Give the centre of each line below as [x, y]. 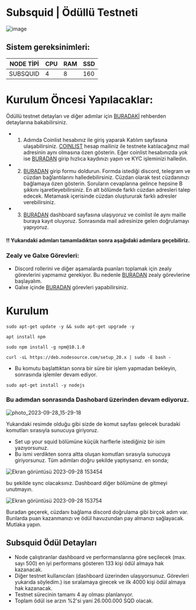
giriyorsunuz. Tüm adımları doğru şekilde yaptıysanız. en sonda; [92, 460]
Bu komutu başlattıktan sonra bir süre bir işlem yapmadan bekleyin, [95, 368]
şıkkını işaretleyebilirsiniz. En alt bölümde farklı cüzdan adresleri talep [107, 189]
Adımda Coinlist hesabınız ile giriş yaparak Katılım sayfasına [95, 140]
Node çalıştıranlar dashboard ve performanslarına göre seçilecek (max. [100, 557]
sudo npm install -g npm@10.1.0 [45, 347]
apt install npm [26, 337]
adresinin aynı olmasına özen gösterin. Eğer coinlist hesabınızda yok [105, 152]
